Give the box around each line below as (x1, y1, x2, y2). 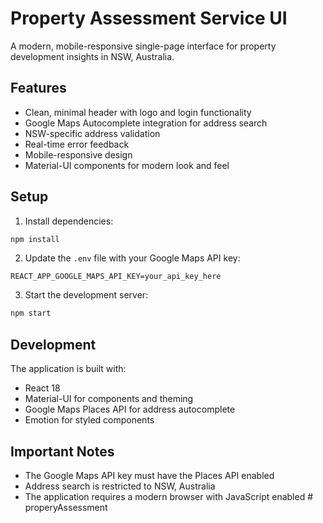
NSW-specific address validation (24, 127, 161, 139)
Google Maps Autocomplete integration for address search (24, 117, 268, 129)
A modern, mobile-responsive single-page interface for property (10, 40, 277, 52)
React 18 (24, 382, 61, 394)
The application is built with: (10, 363, 127, 375)
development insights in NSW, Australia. (10, 50, 175, 62)
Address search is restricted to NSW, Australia (24, 480, 216, 492)
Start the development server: (24, 289, 149, 301)
